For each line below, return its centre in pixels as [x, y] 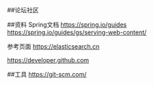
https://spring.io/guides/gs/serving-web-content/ [77, 32]
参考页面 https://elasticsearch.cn [53, 46]
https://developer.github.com [48, 60]
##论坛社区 [23, 10]
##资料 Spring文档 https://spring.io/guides [67, 25]
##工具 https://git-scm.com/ [47, 74]
